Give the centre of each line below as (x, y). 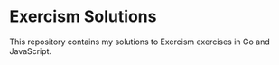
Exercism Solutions (83, 17)
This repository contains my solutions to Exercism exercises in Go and (139, 42)
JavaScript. (31, 51)
